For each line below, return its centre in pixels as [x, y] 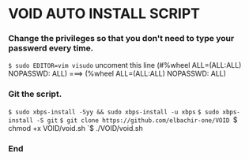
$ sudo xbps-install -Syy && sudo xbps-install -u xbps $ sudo [114, 112]
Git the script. [35, 94]
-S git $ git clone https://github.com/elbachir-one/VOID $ [137, 120]
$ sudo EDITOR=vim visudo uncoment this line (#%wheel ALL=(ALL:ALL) [125, 65]
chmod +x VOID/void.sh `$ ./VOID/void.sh [76, 128]
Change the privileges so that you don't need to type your [121, 39]
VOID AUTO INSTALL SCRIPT [104, 14]
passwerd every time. [51, 48]
